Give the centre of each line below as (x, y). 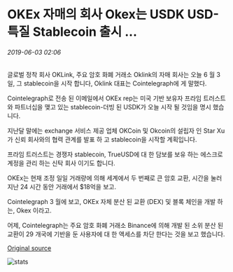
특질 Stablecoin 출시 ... (72, 32)
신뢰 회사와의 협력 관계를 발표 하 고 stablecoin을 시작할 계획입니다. (106, 140)
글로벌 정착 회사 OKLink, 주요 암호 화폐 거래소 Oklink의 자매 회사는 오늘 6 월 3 (114, 75)
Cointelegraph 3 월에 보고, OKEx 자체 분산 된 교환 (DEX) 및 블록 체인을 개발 (112, 202)
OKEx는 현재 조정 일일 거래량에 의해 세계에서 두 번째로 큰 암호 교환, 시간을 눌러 (115, 178)
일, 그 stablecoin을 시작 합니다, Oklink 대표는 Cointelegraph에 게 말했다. (107, 83)
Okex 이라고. (34, 210)
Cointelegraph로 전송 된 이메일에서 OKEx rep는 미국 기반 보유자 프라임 (104, 98)
